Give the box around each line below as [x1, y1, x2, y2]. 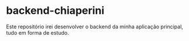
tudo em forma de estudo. [6, 29, 69, 36]
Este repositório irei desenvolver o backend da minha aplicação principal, [6, 23, 184, 30]
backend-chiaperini [6, 4, 104, 17]
